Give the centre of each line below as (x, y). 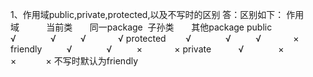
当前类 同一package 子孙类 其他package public (159, 27)
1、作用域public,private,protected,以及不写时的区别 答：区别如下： (147, 14)
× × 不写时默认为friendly (74, 61)
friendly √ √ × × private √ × (147, 49)
